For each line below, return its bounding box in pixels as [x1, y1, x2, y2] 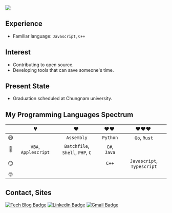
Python [102, 135, 118, 141]
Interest [5, 48, 31, 56]
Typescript [130, 164, 157, 169]
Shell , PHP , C [62, 149, 92, 156]
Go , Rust [134, 134, 154, 141]
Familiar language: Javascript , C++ [12, 33, 85, 39]
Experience [5, 20, 42, 28]
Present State [5, 82, 50, 91]
